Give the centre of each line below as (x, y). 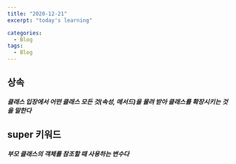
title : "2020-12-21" (38, 14)
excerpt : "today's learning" (50, 20)
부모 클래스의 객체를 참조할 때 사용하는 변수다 (68, 153)
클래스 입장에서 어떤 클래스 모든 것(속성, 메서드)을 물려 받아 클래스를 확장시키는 (114, 102)
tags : (15, 46)
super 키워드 (34, 135)
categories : (25, 33)
